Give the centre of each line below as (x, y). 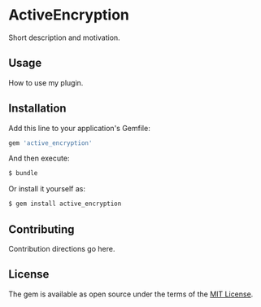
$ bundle (23, 173)
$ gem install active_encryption (65, 204)
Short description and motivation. (64, 37)
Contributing (41, 229)
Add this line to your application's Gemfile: (79, 128)
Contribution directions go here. (62, 249)
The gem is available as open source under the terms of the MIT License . (131, 294)
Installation (37, 109)
